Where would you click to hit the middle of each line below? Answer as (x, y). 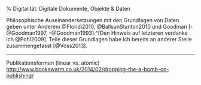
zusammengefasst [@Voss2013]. (47, 45)
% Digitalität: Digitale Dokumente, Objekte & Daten (68, 9)
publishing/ (20, 75)
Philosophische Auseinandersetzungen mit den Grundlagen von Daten (93, 20)
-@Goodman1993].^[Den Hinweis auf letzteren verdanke (118, 33)
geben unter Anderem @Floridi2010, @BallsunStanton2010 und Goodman (97, 27)
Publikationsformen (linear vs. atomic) (53, 63)
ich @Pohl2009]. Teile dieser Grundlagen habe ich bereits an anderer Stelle (99, 39)
